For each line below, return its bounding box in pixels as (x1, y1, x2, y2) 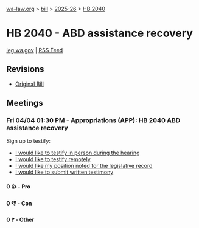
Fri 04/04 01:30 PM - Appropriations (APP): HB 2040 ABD (6, 116, 181, 125)
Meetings (6, 98, 44, 108)
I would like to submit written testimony (15, 168, 114, 176)
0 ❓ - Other (6, 216, 35, 224)
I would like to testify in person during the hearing (15, 149, 140, 157)
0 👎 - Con (6, 199, 32, 207)
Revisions (6, 64, 44, 75)
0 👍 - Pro (6, 183, 30, 190)
